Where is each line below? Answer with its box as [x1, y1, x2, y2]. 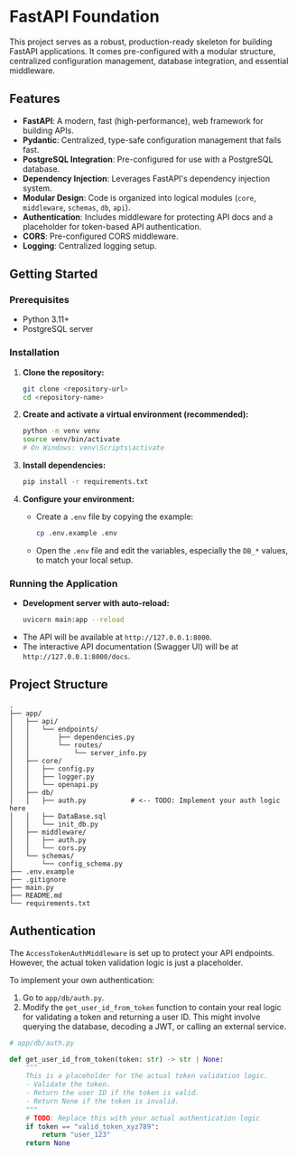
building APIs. [22, 125, 74, 136]
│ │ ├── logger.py [9, 772, 95, 781]
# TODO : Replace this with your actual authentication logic [25, 1113, 260, 1122]
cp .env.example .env [35, 528, 117, 537]
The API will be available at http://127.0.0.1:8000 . [22, 631, 212, 643]
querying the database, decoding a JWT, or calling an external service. [22, 1020, 287, 1032]
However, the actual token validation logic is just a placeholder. [9, 957, 244, 968]
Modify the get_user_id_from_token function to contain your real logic [22, 1001, 282, 1012]
